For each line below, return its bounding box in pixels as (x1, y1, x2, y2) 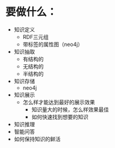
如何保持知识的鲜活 (13, 135, 61, 142)
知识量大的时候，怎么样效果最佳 (31, 106, 109, 113)
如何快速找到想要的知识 (31, 113, 89, 120)
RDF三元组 (22, 33, 49, 40)
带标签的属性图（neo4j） (22, 41, 83, 48)
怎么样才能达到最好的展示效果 (22, 98, 95, 106)
